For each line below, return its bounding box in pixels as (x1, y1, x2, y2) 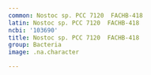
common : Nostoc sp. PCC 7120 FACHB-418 (8, 11, 144, 20)
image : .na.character (8, 48, 80, 56)
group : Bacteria (8, 41, 62, 49)
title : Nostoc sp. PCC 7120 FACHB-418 (8, 33, 140, 42)
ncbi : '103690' (8, 26, 59, 34)
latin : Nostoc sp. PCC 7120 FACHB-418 (8, 19, 140, 27)
